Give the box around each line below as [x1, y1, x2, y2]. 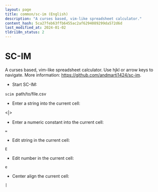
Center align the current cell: [12, 173, 69, 179]
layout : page [5, 7, 32, 12]
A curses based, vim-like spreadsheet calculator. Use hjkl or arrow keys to [5, 67, 154, 73]
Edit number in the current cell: [12, 155, 74, 161]
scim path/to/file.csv [5, 91, 47, 96]
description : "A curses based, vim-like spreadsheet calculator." [5, 16, 142, 21]
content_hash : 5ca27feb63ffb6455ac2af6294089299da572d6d [5, 20, 123, 26]
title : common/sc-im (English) [5, 12, 68, 17]
